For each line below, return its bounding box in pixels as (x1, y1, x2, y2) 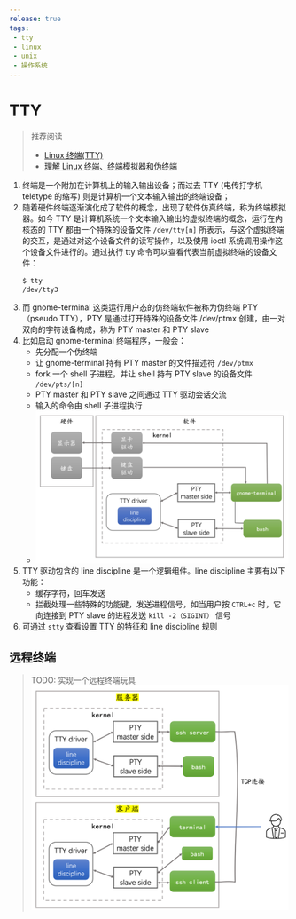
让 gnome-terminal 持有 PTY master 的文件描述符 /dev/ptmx (35, 357, 254, 368)
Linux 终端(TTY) (43, 149, 104, 160)
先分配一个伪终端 (35, 346, 98, 357)
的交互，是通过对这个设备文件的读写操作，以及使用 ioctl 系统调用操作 (21, 235, 276, 246)
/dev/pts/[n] (35, 380, 84, 389)
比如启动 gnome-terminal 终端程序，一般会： (21, 335, 187, 345)
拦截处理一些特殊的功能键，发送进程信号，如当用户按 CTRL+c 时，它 (35, 599, 282, 610)
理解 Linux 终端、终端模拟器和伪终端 (43, 161, 177, 171)
